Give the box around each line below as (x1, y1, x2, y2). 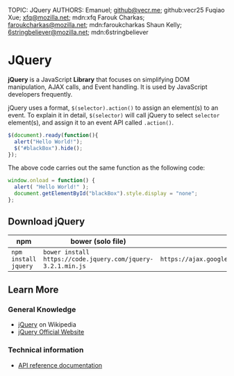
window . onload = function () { (8, 177, 96, 184)
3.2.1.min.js (43, 262, 86, 270)
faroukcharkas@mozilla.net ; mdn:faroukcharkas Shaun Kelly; (8, 21, 183, 28)
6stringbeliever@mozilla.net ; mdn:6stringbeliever (8, 28, 149, 36)
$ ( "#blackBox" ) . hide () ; (14, 145, 83, 152)
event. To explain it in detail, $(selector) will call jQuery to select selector (8, 111, 220, 119)
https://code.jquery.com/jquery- (43, 255, 154, 263)
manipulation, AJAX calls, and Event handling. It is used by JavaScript (8, 83, 208, 91)
